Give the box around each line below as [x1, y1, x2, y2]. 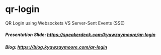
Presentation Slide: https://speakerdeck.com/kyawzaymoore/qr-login [5, 31, 156, 37]
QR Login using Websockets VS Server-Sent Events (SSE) [5, 20, 125, 26]
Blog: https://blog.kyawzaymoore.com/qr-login [5, 44, 107, 50]
